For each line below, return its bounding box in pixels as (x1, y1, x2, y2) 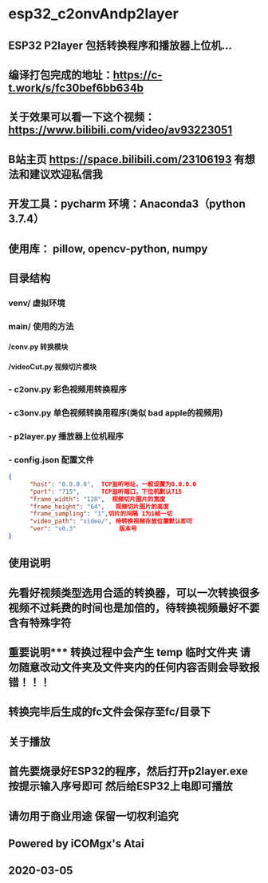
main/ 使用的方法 (8, 320, 74, 332)
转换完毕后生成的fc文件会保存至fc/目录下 (8, 705, 211, 719)
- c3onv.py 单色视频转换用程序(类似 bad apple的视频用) (8, 407, 223, 418)
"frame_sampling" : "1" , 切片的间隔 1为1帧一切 (29, 510, 173, 518)
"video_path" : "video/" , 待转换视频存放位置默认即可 (29, 517, 193, 526)
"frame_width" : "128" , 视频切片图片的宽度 (29, 495, 166, 503)
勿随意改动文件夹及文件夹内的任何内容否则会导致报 (8, 661, 260, 674)
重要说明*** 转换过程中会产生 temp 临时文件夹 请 (8, 646, 251, 659)
